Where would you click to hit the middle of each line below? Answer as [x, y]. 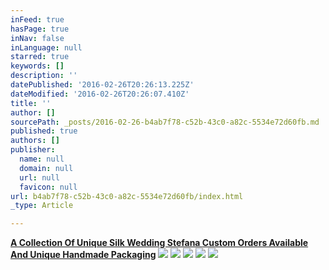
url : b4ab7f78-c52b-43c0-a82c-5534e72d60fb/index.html [127, 196]
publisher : [33, 150]
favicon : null [48, 187]
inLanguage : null [46, 47]
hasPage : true [40, 29]
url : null [39, 177]
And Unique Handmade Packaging [83, 255]
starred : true [40, 57]
